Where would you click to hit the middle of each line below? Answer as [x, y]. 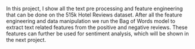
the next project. [26, 40]
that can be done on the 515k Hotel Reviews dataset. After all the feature [94, 15]
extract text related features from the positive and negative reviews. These [97, 27]
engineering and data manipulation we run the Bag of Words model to [91, 21]
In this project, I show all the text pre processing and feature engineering [95, 9]
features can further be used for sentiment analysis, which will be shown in [97, 34]
